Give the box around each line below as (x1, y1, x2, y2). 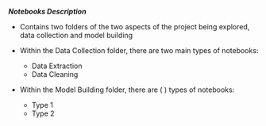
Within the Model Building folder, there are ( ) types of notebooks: (19, 85, 235, 94)
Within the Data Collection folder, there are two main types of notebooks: (19, 46, 259, 55)
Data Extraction (31, 61, 83, 71)
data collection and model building (19, 31, 133, 40)
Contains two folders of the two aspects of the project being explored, (19, 22, 250, 31)
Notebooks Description (8, 7, 87, 16)
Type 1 (31, 101, 53, 109)
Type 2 (31, 109, 55, 118)
